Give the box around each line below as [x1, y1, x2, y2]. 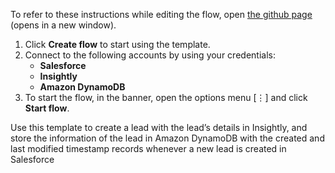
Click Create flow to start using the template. [24, 39, 211, 50]
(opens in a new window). [10, 19, 117, 31]
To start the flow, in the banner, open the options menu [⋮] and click [24, 92, 308, 103]
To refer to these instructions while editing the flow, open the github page [10, 9, 313, 20]
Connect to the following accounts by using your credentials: [24, 49, 276, 61]
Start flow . [24, 102, 70, 114]
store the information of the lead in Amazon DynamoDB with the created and [10, 132, 325, 144]
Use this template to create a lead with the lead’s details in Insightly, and [10, 122, 308, 133]
